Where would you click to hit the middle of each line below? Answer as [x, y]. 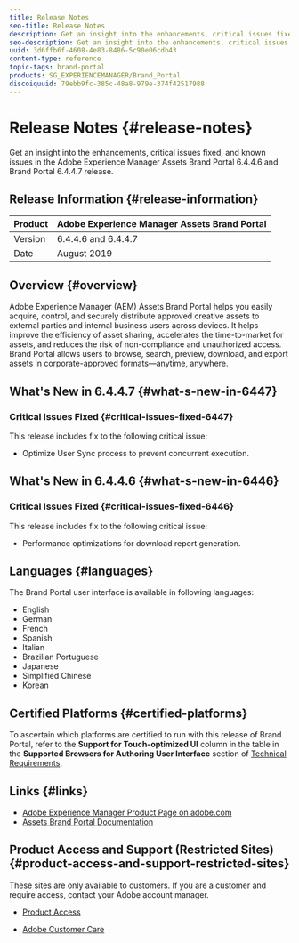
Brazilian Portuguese [61, 657]
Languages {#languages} [81, 571]
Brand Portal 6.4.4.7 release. [61, 171]
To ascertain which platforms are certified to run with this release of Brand [145, 735]
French [35, 629]
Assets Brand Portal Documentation [88, 822]
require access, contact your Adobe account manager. [109, 894]
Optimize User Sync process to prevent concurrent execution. [135, 453]
